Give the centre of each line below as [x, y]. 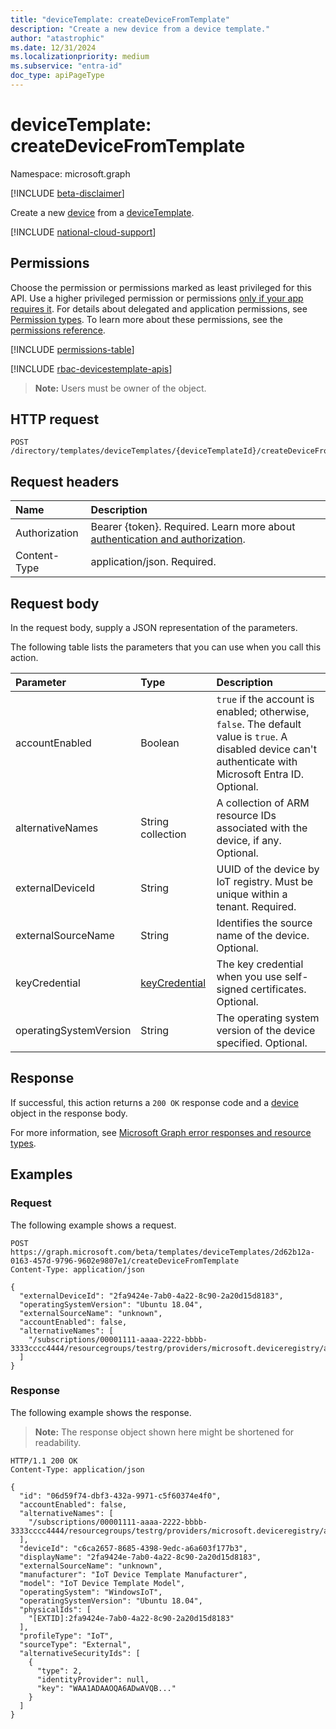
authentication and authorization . [168, 539]
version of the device [266, 1031]
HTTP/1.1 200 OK [44, 1461]
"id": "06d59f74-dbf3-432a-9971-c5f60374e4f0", [120, 1496]
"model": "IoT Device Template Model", [102, 1583]
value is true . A [252, 737]
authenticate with [257, 762]
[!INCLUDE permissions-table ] [72, 349]
